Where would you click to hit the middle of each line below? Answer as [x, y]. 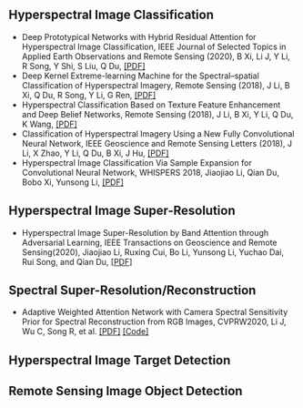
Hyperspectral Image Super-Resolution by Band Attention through [145, 232]
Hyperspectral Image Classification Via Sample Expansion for [136, 162]
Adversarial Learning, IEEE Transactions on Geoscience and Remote [150, 242]
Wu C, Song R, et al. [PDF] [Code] [85, 331]
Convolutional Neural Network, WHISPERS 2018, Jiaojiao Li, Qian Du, [150, 172]
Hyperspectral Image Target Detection [120, 360]
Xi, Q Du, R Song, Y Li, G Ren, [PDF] [89, 95]
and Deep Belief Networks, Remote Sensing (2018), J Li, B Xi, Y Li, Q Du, [157, 114]
